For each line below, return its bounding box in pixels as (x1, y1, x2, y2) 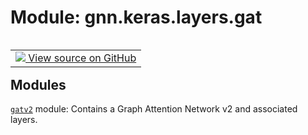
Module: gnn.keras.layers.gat (10, 6, 263, 29)
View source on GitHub (28, 51, 137, 65)
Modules (10, 76, 67, 93)
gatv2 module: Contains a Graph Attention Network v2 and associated (10, 103, 298, 115)
